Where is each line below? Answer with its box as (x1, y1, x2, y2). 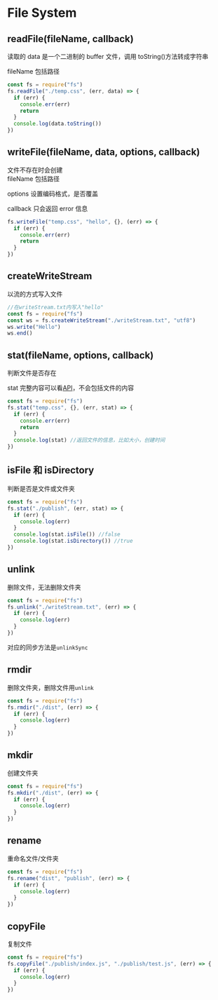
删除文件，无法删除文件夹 (7, 583, 81, 591)
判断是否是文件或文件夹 (7, 484, 75, 492)
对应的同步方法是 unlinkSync (7, 643, 88, 651)
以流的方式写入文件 (7, 290, 63, 298)
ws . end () (7, 330, 33, 337)
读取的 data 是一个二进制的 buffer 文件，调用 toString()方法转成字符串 (7, 53, 209, 60)
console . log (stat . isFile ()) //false (13, 531, 121, 538)
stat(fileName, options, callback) (7, 349, 154, 361)
